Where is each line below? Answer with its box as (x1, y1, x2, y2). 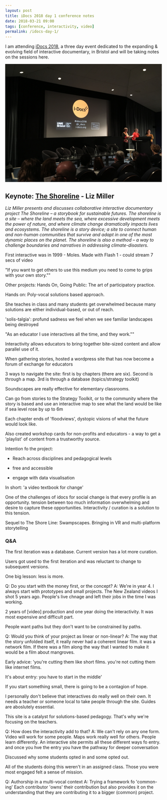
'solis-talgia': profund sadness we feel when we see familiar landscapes (5, 316, 153, 322)
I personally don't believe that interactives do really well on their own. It (5, 693, 151, 699)
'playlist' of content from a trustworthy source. (5, 436, 100, 442)
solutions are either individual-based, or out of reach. (5, 306, 114, 312)
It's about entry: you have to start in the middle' (5, 674, 102, 680)
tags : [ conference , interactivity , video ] (5, 24, 94, 29)
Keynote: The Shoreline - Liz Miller (5, 192, 114, 200)
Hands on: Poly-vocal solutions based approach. (5, 291, 105, 297)
